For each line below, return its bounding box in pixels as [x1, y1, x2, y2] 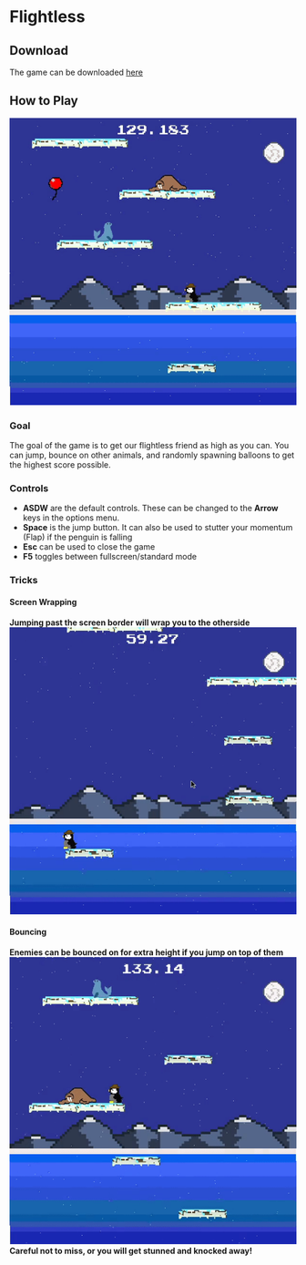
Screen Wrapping [9, 596, 77, 607]
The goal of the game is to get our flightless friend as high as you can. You [9, 440, 290, 451]
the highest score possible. [9, 459, 111, 470]
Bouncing [9, 927, 47, 938]
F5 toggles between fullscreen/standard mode [22, 551, 198, 562]
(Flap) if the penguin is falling [22, 531, 133, 543]
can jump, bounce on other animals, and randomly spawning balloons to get [9, 449, 295, 461]
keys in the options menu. [22, 512, 120, 523]
